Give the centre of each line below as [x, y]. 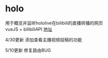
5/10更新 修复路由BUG [28, 50]
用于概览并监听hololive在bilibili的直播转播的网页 [54, 23]
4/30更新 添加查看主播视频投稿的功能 [44, 40]
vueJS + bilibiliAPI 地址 [29, 29]
